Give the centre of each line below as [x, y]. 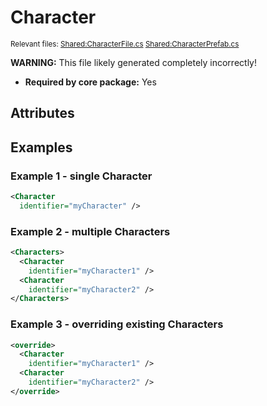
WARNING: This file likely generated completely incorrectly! [133, 62]
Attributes [42, 113]
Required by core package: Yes [90, 82]
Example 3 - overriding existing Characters [117, 324]
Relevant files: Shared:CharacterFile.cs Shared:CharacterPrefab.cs [125, 44]
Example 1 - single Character [81, 176]
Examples [41, 147]
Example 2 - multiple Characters [90, 231]
